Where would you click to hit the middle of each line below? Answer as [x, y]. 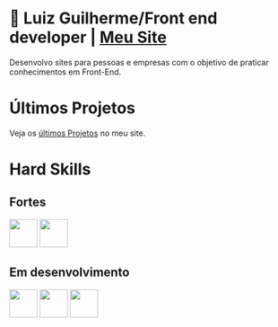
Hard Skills [50, 169]
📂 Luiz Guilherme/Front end [113, 18]
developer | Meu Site [88, 37]
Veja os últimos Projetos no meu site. [78, 133]
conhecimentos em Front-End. [65, 72]
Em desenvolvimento [69, 273]
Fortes [28, 203]
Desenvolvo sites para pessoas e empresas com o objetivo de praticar [139, 62]
